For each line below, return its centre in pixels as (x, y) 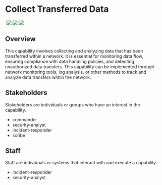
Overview (21, 39)
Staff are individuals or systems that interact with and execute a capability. (81, 163)
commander (25, 119)
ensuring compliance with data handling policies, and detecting (70, 61)
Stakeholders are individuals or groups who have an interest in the (73, 104)
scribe (19, 135)
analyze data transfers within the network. (48, 77)
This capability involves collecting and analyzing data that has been (74, 51)
